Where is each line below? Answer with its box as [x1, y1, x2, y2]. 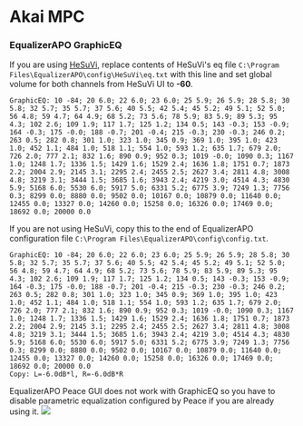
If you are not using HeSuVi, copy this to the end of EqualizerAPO [9, 223, 254, 234]
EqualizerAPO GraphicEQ [9, 39, 122, 52]
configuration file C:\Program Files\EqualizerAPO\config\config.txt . [9, 233, 269, 244]
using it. [9, 406, 39, 417]
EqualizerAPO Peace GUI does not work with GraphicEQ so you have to [9, 386, 276, 397]
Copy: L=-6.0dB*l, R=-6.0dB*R [9, 370, 124, 379]
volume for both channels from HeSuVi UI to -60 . [9, 79, 193, 90]
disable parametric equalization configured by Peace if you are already [9, 395, 275, 406]
